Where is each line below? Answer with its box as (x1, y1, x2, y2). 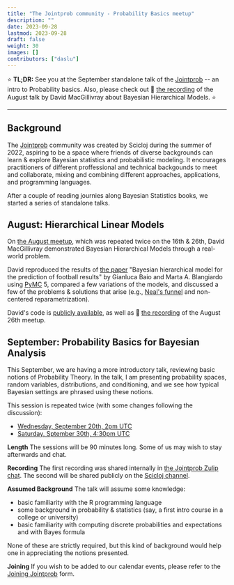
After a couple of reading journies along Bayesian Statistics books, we (7, 191, 208, 199)
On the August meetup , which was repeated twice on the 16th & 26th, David (7, 237, 225, 246)
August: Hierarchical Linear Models (7, 219, 165, 231)
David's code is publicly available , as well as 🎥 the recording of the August (7, 309, 221, 317)
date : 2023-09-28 (7, 23, 58, 30)
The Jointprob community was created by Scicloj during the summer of (7, 141, 212, 149)
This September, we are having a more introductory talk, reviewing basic (7, 366, 215, 374)
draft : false (7, 36, 45, 43)
